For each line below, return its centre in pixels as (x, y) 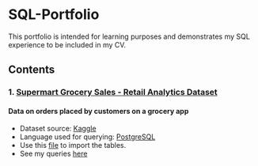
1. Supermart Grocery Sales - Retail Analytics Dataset (113, 92)
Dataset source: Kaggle (58, 129)
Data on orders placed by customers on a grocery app (99, 111)
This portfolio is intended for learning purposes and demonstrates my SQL (129, 36)
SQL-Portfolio (54, 15)
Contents (32, 70)
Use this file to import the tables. (73, 145)
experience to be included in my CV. (67, 44)
